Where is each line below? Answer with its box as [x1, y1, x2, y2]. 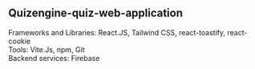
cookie [8, 36, 31, 46]
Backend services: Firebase [8, 53, 100, 63]
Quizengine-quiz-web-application [8, 6, 183, 20]
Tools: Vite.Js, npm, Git [8, 44, 86, 55]
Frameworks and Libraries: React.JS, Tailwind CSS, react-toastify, [8, 27, 226, 37]
